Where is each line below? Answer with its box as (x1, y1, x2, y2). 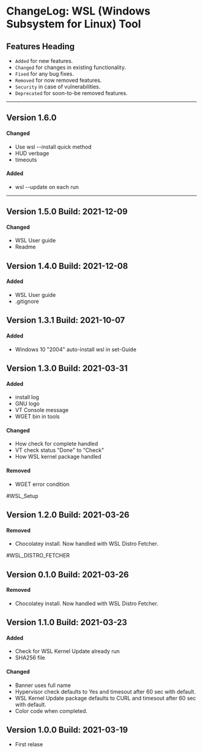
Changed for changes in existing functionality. (14, 64, 126, 71)
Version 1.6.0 (6, 113, 57, 123)
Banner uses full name (14, 682, 71, 689)
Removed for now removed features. (14, 77, 102, 84)
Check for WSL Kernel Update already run (14, 648, 120, 655)
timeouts (14, 156, 37, 163)
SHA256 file (14, 654, 45, 662)
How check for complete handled (14, 440, 98, 448)
